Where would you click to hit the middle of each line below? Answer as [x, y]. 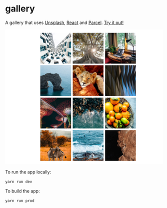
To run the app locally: [28, 172]
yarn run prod [20, 201]
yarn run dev [19, 181]
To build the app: [22, 191]
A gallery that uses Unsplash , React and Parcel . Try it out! [64, 22]
